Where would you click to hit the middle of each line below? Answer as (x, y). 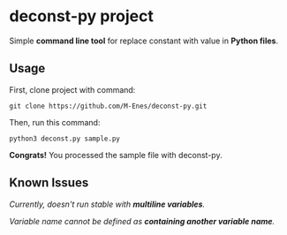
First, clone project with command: (72, 89)
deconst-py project (82, 16)
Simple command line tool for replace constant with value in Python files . (144, 41)
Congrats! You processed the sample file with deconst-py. (116, 155)
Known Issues (49, 183)
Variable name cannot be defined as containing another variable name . (142, 221)
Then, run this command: (55, 122)
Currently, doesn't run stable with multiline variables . (107, 204)
